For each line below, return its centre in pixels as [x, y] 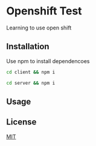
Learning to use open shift [39, 28]
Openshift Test [44, 11]
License [21, 122]
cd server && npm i [31, 83]
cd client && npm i [31, 72]
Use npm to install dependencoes [48, 61]
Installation [28, 47]
